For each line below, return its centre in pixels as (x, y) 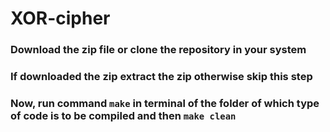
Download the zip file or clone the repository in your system (158, 50)
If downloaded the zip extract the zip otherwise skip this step (161, 77)
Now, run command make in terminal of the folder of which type (165, 103)
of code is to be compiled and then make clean (123, 115)
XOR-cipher (60, 18)
